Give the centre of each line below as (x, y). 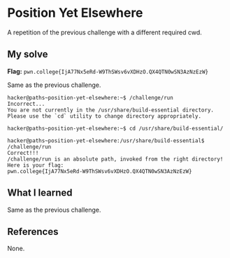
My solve (28, 54)
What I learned (40, 193)
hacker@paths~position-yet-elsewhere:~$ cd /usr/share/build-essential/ (115, 128)
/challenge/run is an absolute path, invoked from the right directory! (115, 159)
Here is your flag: (36, 165)
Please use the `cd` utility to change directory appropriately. (104, 116)
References (33, 232)
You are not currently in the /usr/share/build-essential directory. (111, 110)
